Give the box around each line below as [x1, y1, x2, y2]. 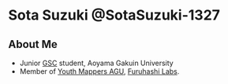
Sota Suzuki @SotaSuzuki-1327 [8, 6, 221, 24]
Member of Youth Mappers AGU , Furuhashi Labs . [19, 67, 180, 76]
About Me [8, 38, 58, 51]
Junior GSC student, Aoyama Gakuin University [19, 58, 174, 68]
